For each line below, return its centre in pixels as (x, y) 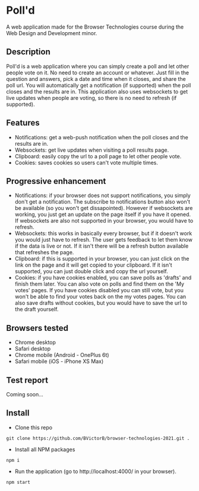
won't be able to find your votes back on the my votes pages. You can (100, 297)
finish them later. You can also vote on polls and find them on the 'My (99, 284)
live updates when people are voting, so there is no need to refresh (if (91, 98)
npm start (18, 482)
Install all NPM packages (45, 449)
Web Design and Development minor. (52, 33)
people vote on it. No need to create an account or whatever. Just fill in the (97, 73)
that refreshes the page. (44, 252)
